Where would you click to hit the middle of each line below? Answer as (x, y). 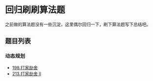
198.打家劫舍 (25, 67)
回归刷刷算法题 (35, 10)
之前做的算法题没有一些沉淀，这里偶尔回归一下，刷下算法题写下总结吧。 (78, 24)
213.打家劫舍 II (27, 74)
